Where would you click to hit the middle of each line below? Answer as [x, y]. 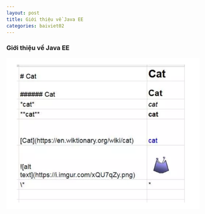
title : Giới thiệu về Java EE [45, 19]
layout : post [23, 13]
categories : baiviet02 [35, 26]
